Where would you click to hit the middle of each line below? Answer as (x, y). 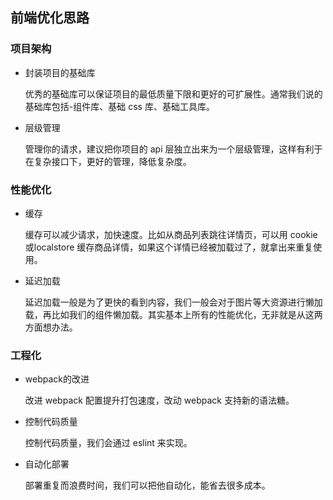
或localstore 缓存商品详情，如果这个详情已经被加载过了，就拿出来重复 (169, 247)
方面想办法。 (51, 327)
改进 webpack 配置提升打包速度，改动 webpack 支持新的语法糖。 (159, 400)
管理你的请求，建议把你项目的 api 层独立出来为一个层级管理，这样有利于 (173, 149)
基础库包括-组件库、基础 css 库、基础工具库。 (119, 106)
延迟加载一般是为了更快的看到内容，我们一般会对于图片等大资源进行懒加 (173, 302)
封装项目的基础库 (60, 72)
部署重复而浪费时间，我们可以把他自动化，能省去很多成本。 (147, 485)
